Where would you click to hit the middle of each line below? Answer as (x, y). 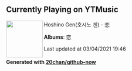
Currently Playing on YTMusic (62, 10)
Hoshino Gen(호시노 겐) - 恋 (77, 24)
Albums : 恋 (57, 37)
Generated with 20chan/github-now (51, 62)
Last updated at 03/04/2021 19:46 (85, 49)
